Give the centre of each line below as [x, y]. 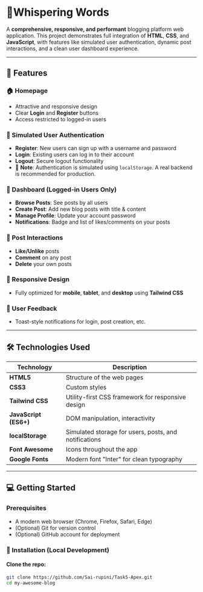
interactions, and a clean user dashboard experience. [72, 48]
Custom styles [86, 387]
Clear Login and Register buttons [56, 113]
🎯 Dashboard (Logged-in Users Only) [62, 189]
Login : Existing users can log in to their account [74, 155]
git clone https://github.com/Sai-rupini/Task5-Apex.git [79, 577]
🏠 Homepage [27, 91]
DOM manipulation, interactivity [110, 418]
